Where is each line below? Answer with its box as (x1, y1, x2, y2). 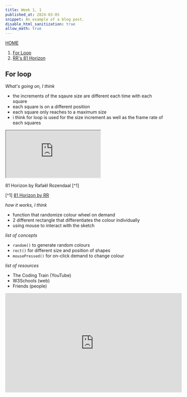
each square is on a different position (12, 103, 90, 109)
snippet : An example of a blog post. (5, 17, 85, 22)
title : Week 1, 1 (5, 7, 42, 13)
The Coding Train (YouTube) (12, 272, 72, 278)
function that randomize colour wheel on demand (12, 211, 115, 217)
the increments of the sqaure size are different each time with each (12, 93, 152, 99)
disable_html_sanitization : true (5, 21, 76, 27)
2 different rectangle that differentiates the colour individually (12, 217, 140, 223)
